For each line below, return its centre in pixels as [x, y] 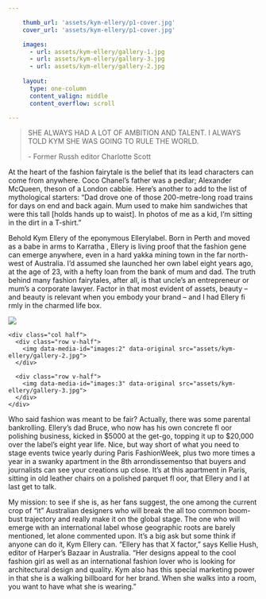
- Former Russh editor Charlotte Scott [89, 157]
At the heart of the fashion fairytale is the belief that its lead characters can [131, 172]
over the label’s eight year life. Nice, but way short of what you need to [124, 445]
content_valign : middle [69, 96]
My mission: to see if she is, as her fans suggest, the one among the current [133, 502]
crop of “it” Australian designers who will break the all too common [118, 511]
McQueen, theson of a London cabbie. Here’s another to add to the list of [128, 189]
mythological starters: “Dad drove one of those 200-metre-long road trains [131, 197]
